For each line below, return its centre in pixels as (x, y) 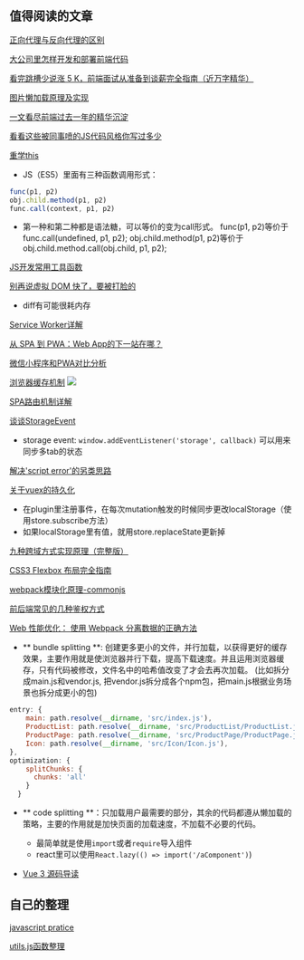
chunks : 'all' (60, 777)
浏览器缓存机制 (37, 382)
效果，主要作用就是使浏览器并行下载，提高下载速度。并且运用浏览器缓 (153, 658)
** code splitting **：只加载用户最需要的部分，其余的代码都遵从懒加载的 (157, 812)
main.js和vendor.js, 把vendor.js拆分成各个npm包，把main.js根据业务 (157, 681)
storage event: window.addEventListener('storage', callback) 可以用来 (157, 440)
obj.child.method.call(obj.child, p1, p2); (95, 248)
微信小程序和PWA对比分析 (58, 363)
